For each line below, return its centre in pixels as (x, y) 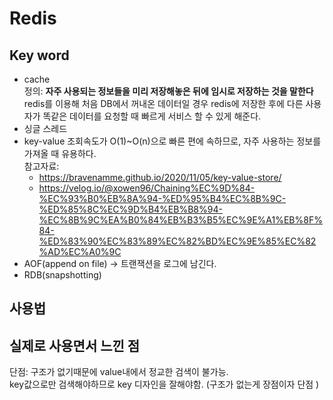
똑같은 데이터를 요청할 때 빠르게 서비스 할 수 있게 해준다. (152, 116)
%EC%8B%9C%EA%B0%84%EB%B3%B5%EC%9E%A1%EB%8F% (180, 220)
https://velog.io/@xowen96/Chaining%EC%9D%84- (147, 188)
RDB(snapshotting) (62, 275)
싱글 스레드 (45, 128)
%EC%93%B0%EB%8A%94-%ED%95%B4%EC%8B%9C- (162, 198)
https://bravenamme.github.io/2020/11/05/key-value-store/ (160, 177)
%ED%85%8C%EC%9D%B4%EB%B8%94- (130, 209)
